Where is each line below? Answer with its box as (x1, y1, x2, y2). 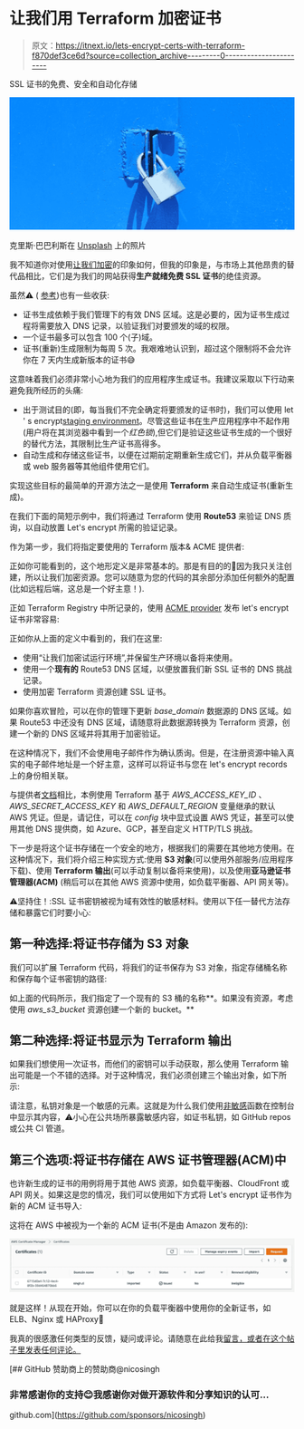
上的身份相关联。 (9, 769, 73, 780)
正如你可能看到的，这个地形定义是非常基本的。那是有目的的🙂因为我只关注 (9, 560, 285, 571)
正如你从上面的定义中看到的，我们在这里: (9, 632, 163, 643)
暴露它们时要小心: (24, 907, 92, 918)
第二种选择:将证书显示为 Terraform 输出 (9, 1032, 233, 1048)
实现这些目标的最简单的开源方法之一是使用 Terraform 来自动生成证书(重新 (9, 479, 286, 490)
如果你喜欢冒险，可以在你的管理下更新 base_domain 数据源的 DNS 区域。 (9, 705, 283, 716)
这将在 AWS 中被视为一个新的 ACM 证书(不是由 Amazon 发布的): (9, 1220, 249, 1231)
